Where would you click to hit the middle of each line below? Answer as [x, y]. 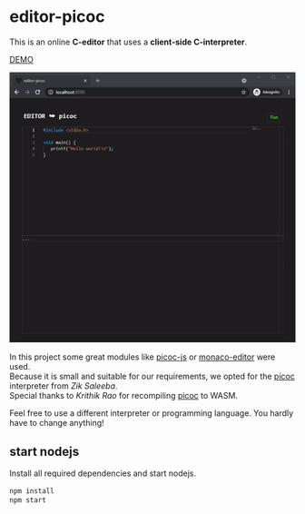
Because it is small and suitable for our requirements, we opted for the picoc [152, 376]
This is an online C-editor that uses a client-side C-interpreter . [128, 42]
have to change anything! [57, 423]
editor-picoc [57, 17]
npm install [32, 491]
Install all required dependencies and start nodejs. [103, 473]
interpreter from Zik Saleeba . [64, 386]
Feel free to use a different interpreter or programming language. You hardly [152, 413]
